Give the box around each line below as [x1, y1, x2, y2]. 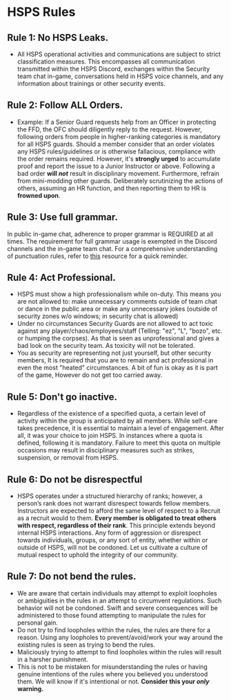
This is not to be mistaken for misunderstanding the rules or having [17, 662, 208, 671]
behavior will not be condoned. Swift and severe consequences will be [17, 603, 219, 612]
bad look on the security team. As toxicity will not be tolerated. [17, 342, 195, 350]
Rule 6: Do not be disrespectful [7, 473, 143, 485]
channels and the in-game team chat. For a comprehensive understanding [7, 244, 218, 252]
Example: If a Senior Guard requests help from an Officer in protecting [17, 118, 217, 126]
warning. [17, 684, 44, 692]
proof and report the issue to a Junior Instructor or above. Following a [17, 162, 215, 170]
